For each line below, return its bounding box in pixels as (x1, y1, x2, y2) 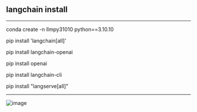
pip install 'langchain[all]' (6, 37, 66, 44)
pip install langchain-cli (6, 71, 62, 78)
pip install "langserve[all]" (6, 82, 69, 90)
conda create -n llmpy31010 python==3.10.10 (6, 26, 114, 33)
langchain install (6, 5, 68, 15)
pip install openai (6, 60, 47, 67)
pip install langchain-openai (6, 48, 73, 55)
